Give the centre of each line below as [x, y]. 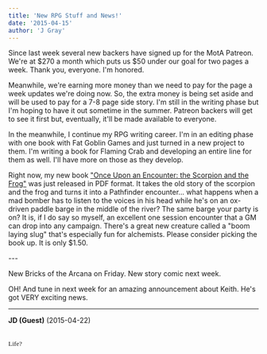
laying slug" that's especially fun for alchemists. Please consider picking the [133, 235]
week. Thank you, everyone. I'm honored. [76, 70]
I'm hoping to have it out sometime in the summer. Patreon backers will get [130, 111]
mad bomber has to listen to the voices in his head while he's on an [118, 200]
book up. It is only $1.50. [48, 243]
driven [19, 209]
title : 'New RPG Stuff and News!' [66, 16]
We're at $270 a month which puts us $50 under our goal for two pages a [128, 61]
